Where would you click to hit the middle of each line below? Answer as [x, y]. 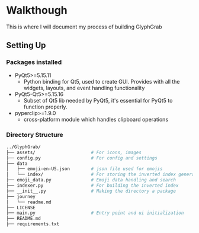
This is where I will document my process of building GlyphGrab [84, 27]
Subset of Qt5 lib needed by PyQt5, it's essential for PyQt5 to [98, 100]
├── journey [21, 196]
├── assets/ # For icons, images [74, 152]
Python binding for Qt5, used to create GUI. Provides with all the [102, 81]
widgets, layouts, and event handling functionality [84, 88]
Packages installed [34, 62]
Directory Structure [35, 135]
